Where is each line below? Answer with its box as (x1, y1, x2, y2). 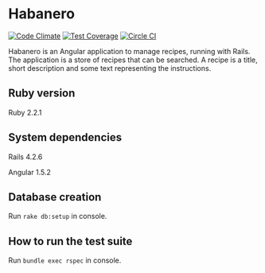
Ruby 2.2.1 (8, 107, 42, 117)
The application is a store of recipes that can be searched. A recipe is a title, (8, 55, 259, 64)
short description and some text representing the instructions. (8, 63, 212, 72)
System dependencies (8, 131, 122, 144)
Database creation (8, 190, 102, 204)
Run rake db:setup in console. (8, 212, 107, 221)
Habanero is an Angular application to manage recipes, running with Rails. (8, 46, 251, 56)
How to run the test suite (8, 234, 133, 248)
